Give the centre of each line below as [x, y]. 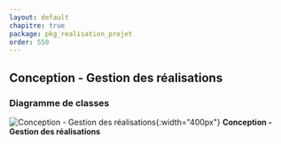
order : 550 [29, 42]
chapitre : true [37, 26]
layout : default [39, 17]
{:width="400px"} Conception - [214, 122]
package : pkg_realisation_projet [71, 34]
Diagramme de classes [59, 102]
